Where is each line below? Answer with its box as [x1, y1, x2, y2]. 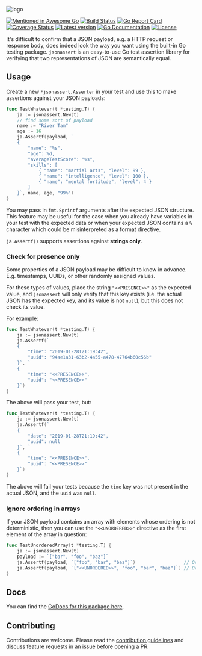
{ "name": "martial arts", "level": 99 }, [38, 167, 147, 174]
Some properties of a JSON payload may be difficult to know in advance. [6, 265, 187, 273]
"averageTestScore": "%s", [28, 156, 96, 162]
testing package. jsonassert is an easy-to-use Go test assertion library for [6, 48, 191, 55]
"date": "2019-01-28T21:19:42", [28, 433, 109, 439]
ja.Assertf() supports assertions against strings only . [6, 237, 142, 244]
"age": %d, [28, 150, 55, 156]
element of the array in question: [6, 531, 87, 538]
